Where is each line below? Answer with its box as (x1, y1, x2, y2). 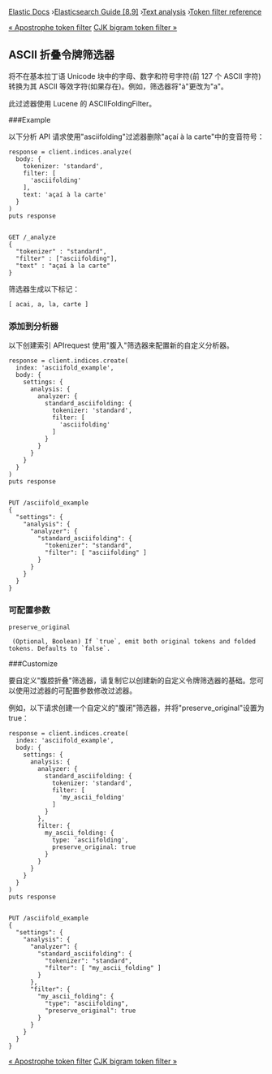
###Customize (8, 659, 58, 669)
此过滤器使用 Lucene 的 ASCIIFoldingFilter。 (8, 98, 157, 108)
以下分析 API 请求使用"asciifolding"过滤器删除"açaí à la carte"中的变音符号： (8, 132, 265, 141)
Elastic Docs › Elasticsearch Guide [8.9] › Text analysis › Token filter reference (8, 7, 262, 16)
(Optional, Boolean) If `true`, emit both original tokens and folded (11, 638, 256, 646)
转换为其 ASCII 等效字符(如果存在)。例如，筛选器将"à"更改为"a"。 (8, 81, 229, 91)
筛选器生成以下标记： (8, 284, 80, 293)
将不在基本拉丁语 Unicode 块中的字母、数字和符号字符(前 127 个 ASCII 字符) (8, 71, 261, 80)
